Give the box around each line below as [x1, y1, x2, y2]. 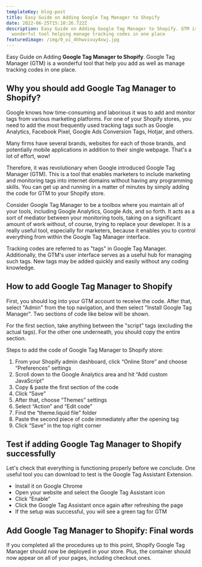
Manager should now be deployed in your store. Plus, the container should [6, 548, 191, 555]
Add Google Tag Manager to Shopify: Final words [6, 526, 194, 536]
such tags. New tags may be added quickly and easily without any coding [6, 257, 189, 265]
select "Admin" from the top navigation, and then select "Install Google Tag [6, 304, 192, 311]
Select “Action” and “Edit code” [14, 402, 93, 409]
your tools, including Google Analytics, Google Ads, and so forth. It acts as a [6, 207, 195, 215]
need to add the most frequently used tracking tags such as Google [6, 121, 174, 129]
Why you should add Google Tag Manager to [6, 84, 176, 94]
